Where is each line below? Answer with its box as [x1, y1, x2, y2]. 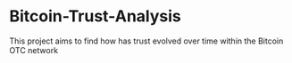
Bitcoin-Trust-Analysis [9, 6, 181, 27]
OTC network [9, 44, 59, 55]
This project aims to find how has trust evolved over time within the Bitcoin [9, 35, 284, 46]
